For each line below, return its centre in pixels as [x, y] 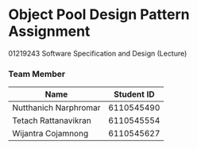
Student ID [134, 94]
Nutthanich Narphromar [56, 108]
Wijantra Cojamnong [50, 134]
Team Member [37, 74]
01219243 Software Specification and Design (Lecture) [98, 53]
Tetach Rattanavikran [52, 120]
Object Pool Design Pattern [99, 15]
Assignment [49, 31]
